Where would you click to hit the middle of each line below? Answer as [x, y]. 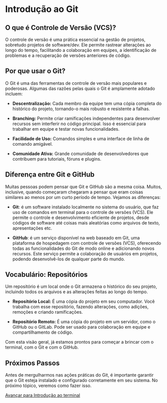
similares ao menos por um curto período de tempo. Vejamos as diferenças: [83, 197]
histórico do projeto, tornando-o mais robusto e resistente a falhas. [81, 109]
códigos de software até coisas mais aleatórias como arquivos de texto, [86, 222]
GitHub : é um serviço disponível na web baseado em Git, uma [76, 237]
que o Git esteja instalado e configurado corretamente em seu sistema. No [82, 381]
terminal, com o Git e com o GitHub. [42, 347]
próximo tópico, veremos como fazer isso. [48, 386]
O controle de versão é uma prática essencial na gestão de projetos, [75, 39]
